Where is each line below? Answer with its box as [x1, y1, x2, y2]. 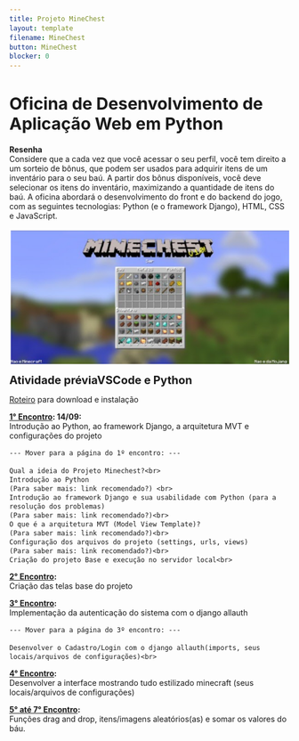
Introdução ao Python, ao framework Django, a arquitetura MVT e [9, 420, 249, 431]
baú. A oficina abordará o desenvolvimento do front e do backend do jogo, [9, 191, 283, 202]
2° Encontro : [9, 571, 58, 582]
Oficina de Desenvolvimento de [9, 94, 263, 115]
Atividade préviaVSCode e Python [9, 372, 193, 387]
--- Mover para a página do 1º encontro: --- [9, 448, 181, 458]
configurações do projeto [9, 430, 102, 441]
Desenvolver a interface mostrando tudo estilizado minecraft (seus [9, 677, 255, 688]
